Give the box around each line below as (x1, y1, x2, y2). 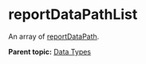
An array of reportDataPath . (8, 32, 100, 41)
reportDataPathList (8, 6, 138, 24)
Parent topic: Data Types (8, 47, 92, 56)
